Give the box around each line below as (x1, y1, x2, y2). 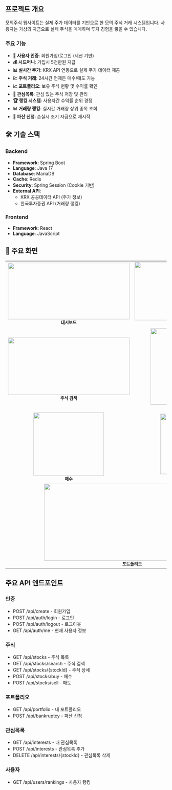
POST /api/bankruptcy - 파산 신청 (12, 713, 82, 719)
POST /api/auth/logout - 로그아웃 (12, 621, 81, 627)
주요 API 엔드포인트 (5, 579, 63, 587)
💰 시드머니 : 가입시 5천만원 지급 (12, 59, 76, 65)
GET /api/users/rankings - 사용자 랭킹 (12, 779, 91, 785)
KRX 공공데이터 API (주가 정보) (20, 194, 82, 200)
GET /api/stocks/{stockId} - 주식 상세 (12, 666, 90, 673)
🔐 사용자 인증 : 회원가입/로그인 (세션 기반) (12, 53, 94, 59)
